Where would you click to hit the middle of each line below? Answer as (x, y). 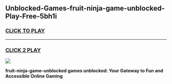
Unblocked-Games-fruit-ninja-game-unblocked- (85, 8)
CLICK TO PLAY (25, 31)
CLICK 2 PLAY (23, 50)
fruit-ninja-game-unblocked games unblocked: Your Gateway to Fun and (84, 70)
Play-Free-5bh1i (31, 17)
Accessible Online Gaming (34, 76)
